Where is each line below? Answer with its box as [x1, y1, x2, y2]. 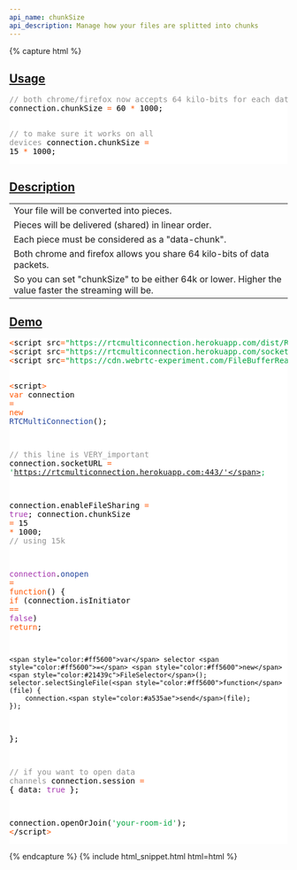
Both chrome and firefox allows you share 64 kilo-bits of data [13, 248, 270, 260]
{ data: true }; [9, 784, 80, 795]
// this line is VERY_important [9, 449, 149, 459]
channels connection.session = [9, 775, 145, 786]
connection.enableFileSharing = [9, 500, 149, 510]
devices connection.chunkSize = [9, 138, 149, 148]
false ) [9, 612, 38, 623]
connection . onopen [9, 568, 89, 579]
